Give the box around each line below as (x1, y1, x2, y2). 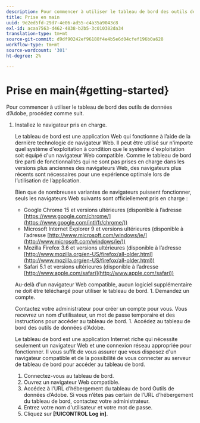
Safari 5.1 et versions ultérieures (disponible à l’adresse (23, 263, 159, 270)
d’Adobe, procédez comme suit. (6, 109, 85, 116)
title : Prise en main (6, 14, 60, 20)
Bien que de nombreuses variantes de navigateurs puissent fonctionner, (14, 188, 192, 195)
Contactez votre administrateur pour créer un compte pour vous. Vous (14, 305, 187, 312)
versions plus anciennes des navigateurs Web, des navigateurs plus (14, 164, 182, 171)
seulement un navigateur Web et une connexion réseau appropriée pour (14, 342, 192, 349)
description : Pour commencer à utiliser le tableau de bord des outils (6, 8, 187, 15)
